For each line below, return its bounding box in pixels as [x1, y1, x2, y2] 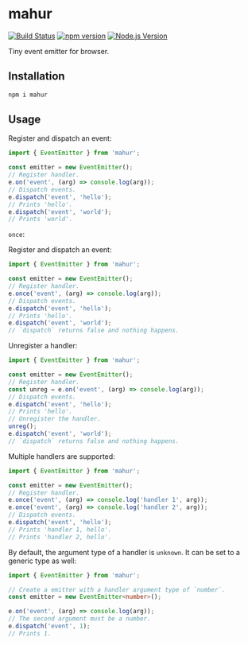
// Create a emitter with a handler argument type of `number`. [8, 585, 226, 593]
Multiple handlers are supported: [8, 451, 115, 461]
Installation [8, 69, 65, 84]
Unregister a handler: [8, 341, 78, 351]
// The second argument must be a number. [8, 615, 151, 623]
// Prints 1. [8, 629, 52, 637]
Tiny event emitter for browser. [8, 46, 110, 56]
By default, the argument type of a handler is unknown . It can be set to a [8, 547, 241, 557]
